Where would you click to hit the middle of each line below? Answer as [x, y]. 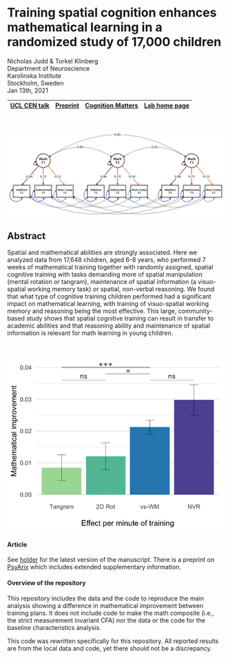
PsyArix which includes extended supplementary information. [94, 567]
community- [195, 311]
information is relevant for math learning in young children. [90, 333]
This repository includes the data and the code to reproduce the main [106, 598]
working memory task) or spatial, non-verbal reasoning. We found [121, 289]
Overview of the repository [46, 583]
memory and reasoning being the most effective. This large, [92, 311]
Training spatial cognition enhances [112, 13]
